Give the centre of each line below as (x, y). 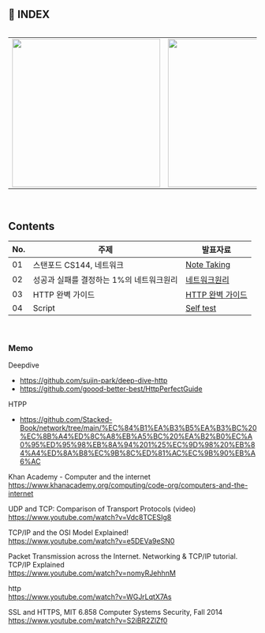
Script (44, 308)
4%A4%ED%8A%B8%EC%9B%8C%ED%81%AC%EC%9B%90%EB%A (138, 453)
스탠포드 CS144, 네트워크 (78, 266)
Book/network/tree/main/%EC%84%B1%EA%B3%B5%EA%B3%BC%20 (138, 428)
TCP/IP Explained (36, 564)
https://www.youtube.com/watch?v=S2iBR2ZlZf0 (88, 620)
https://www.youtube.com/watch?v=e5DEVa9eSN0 (91, 541)
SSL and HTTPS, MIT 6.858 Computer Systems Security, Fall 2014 (116, 612)
